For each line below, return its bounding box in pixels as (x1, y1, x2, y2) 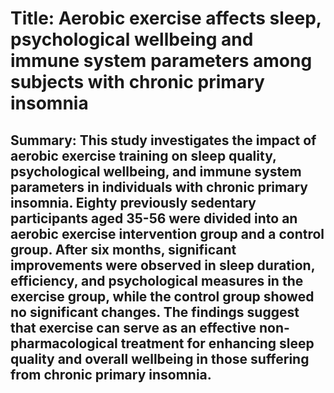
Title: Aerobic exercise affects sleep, (10, 7, 322, 30)
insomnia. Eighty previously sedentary (10, 194, 257, 211)
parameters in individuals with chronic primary (10, 178, 308, 196)
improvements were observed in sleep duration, (10, 257, 316, 274)
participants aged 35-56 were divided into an (10, 210, 298, 227)
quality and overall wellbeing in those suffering (10, 350, 310, 367)
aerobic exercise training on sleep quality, (10, 147, 277, 164)
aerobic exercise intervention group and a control (10, 225, 325, 242)
